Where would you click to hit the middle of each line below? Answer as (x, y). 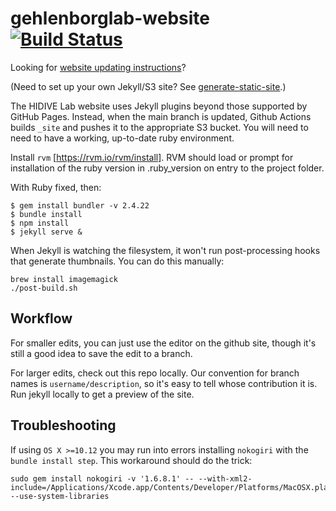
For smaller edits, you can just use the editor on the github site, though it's (163, 343)
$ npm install (40, 223)
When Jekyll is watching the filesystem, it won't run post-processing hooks (165, 250)
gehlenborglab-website (110, 18)
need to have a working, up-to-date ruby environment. (122, 138)
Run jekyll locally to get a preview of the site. (102, 394)
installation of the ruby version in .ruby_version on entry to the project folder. (167, 168)
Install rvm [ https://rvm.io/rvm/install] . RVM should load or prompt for (152, 157)
